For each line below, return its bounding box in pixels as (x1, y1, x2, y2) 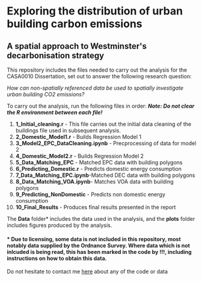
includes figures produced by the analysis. (7, 221, 112, 229)
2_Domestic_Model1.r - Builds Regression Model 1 (15, 134, 142, 140)
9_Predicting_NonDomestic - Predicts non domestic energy (15, 191, 166, 198)
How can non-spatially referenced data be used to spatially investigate (7, 84, 184, 91)
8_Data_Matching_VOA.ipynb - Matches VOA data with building (15, 178, 174, 185)
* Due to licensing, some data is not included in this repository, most (7, 235, 181, 242)
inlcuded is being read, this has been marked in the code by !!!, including (7, 248, 192, 255)
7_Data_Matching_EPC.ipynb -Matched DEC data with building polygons (15, 171, 195, 179)
